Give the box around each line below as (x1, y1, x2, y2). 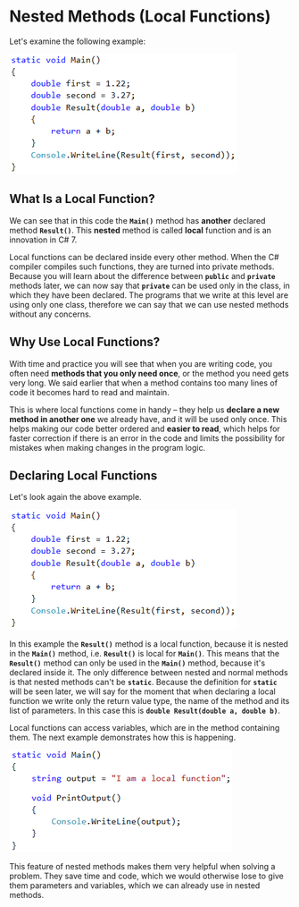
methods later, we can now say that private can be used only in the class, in (9, 280, 290, 291)
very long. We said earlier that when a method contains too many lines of (9, 377, 278, 388)
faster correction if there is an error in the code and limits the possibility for (9, 432, 286, 444)
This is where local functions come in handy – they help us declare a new (9, 404, 279, 415)
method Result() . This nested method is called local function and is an (9, 225, 272, 235)
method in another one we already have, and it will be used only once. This (9, 413, 287, 424)
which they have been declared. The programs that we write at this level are (9, 289, 288, 301)
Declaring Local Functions (9, 468, 158, 483)
